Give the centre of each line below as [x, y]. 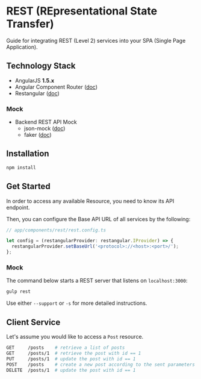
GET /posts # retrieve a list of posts [66, 348]
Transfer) [30, 24]
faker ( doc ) [38, 135]
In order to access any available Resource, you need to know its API [90, 201]
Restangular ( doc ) [37, 93]
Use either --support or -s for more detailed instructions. [77, 303]
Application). [22, 47]
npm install [21, 168]
